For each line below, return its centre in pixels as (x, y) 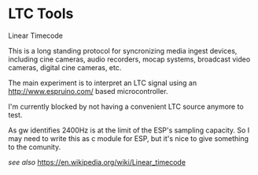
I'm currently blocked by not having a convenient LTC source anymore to (126, 106)
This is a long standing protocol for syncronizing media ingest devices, (123, 50)
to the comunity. (35, 147)
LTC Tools (41, 14)
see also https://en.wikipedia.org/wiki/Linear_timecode (97, 162)
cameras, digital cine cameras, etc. (65, 67)
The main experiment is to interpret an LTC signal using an (103, 83)
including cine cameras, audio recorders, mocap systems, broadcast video (129, 59)
